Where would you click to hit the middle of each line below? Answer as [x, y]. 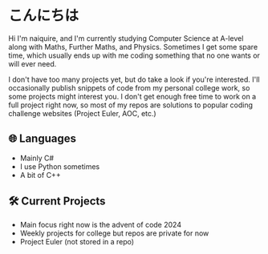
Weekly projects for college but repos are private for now [114, 233]
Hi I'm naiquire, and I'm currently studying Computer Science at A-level [126, 38]
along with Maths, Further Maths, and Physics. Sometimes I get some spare [133, 46]
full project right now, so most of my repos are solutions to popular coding [131, 105]
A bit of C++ [41, 175]
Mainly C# [37, 158]
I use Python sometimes [60, 166]
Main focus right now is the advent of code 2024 [101, 224]
